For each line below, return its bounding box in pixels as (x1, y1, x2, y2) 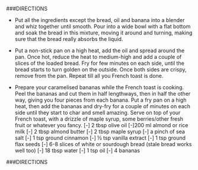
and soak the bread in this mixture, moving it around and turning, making (14, 29, 193, 36)
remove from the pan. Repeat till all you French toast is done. (14, 73, 164, 79)
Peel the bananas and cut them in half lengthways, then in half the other (14, 90, 191, 97)
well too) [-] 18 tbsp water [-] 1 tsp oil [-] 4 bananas (14, 147, 140, 154)
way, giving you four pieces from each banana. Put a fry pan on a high (14, 96, 187, 103)
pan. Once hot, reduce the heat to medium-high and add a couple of (14, 53, 182, 60)
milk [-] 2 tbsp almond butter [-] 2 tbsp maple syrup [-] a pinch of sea (14, 128, 186, 135)
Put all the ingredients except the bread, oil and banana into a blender (14, 17, 185, 23)
